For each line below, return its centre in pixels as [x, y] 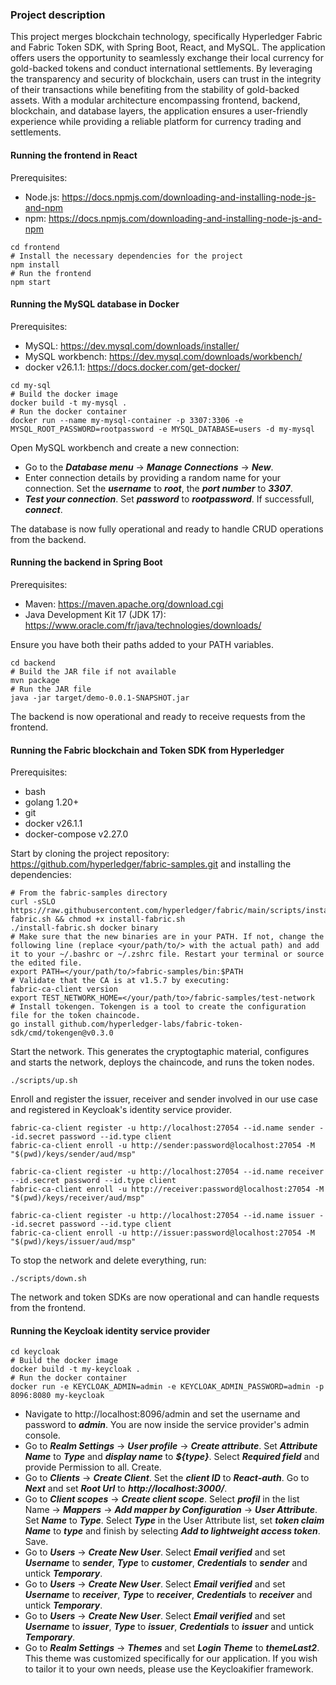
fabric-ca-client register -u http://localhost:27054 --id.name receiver [167, 1172]
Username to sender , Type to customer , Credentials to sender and [166, 1563]
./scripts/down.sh [48, 1279]
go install [33, 1024]
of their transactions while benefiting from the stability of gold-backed [155, 90]
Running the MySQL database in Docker [95, 304]
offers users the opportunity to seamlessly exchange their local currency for [167, 58]
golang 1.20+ [52, 802]
